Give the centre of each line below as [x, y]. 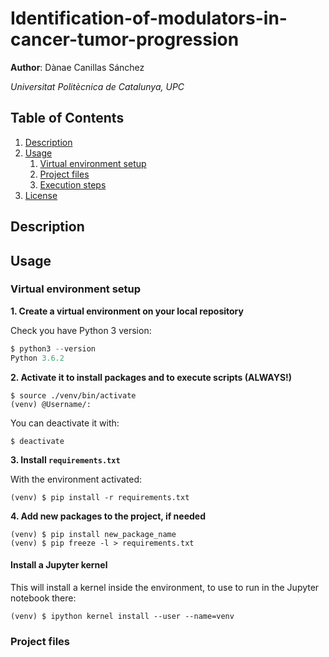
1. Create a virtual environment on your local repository [127, 311]
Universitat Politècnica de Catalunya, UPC [97, 86]
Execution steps [73, 184]
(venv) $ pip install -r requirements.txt [100, 497]
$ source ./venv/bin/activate [73, 395]
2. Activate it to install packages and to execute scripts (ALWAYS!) [151, 377]
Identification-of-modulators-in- [149, 18]
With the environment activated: [76, 479]
